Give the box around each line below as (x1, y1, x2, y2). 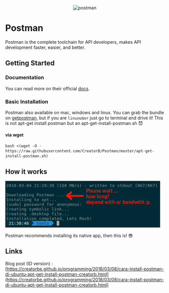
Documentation (5, 74, 44, 81)
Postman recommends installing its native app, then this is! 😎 (5, 232, 133, 239)
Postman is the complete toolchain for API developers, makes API (5, 39, 141, 45)
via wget (5, 131, 24, 138)
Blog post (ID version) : (5, 260, 53, 266)
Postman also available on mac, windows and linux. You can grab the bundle (5, 109, 164, 115)
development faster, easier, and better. (5, 44, 86, 50)
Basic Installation (5, 98, 48, 105)
